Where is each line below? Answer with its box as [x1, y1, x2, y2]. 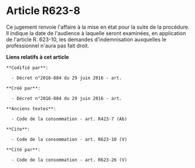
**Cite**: [6, 126, 31, 132]
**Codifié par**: [6, 64, 49, 71]
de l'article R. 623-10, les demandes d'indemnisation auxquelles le [6, 36, 166, 43]
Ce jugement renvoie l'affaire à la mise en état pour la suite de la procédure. [6, 23, 190, 30]
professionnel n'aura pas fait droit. [6, 42, 89, 49]
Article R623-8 [6, 4, 80, 18]
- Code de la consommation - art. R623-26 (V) [11, 157, 127, 163]
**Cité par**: [6, 146, 41, 153]
